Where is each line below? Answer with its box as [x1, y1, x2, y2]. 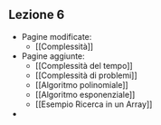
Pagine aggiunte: [21, 50, 85, 62]
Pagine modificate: [21, 31, 92, 42]
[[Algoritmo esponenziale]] [34, 89, 136, 100]
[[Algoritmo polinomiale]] [34, 79, 128, 90]
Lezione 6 [8, 7, 65, 23]
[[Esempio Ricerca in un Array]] [34, 99, 153, 110]
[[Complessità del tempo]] [34, 60, 133, 71]
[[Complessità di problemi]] [34, 70, 137, 81]
